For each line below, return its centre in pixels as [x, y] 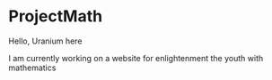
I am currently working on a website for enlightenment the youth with [136, 58]
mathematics [32, 68]
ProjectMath [56, 16]
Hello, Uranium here [45, 41]
